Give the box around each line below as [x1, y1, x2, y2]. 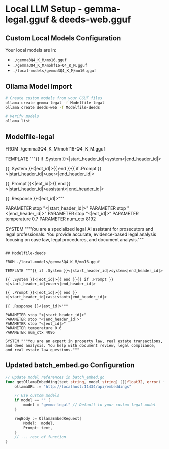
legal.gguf [5, 14, 49, 25]
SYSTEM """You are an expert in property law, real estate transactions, [5, 339, 163, 344]
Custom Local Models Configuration [5, 34, 121, 42]
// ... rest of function [14, 435, 66, 440]
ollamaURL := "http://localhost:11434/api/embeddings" [14, 384, 132, 389]
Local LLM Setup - [5, 3, 82, 15]
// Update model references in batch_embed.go [5, 375, 105, 380]
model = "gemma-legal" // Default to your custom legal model [23, 402, 156, 408]
